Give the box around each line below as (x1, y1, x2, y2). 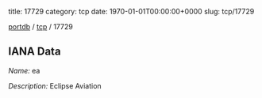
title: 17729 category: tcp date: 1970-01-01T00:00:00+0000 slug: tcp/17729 (8, 7, 255, 16)
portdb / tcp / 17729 (8, 22, 73, 31)
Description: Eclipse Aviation (8, 81, 102, 90)
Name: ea (8, 66, 40, 75)
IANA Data (8, 45, 61, 58)
